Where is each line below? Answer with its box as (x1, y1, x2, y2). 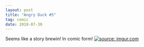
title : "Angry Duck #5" (5, 12, 57, 17)
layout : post (5, 7, 33, 13)
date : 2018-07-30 (5, 21, 43, 27)
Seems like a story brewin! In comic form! (5, 36, 93, 42)
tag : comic (5, 17, 29, 22)
